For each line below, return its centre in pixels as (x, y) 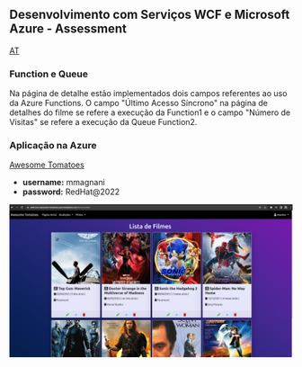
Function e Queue (49, 74)
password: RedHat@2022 (71, 192)
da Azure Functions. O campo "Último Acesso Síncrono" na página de (138, 103)
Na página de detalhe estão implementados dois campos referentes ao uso (148, 94)
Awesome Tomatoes (47, 165)
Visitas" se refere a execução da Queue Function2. (103, 122)
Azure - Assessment (68, 29)
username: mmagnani (63, 183)
